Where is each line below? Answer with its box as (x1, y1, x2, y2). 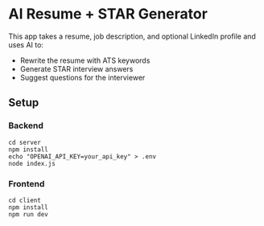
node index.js (8, 159, 56, 167)
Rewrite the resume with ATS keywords (19, 55, 151, 65)
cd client (8, 196, 42, 204)
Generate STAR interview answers (19, 64, 134, 73)
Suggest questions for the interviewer (19, 72, 146, 82)
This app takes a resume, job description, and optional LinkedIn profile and (8, 31, 256, 41)
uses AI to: (8, 39, 44, 49)
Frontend (8, 178, 45, 189)
